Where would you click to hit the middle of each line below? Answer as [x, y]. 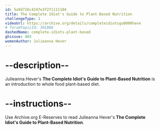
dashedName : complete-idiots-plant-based [48, 32]
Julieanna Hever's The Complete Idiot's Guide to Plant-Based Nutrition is [80, 79]
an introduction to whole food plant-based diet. [53, 84]
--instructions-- [38, 103]
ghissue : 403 [18, 37]
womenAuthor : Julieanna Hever [36, 41]
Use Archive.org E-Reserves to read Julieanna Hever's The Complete [75, 117]
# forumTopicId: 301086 [29, 28]
